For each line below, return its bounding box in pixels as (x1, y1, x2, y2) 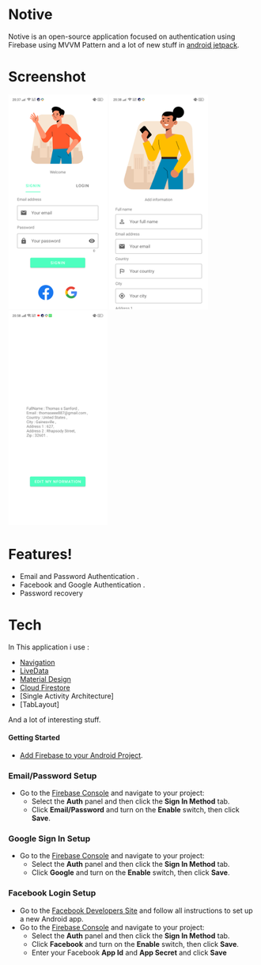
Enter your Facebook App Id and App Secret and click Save (31, 948, 227, 957)
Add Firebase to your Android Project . (19, 750, 144, 760)
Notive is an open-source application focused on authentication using (8, 32, 236, 41)
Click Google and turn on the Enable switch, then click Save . (31, 868, 231, 877)
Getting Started (8, 733, 61, 743)
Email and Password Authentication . (19, 571, 140, 581)
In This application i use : (8, 642, 89, 652)
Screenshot (8, 68, 86, 86)
